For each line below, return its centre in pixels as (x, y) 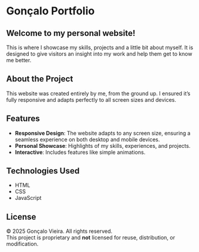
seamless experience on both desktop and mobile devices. (87, 139)
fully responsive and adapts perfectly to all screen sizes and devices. (91, 99)
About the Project (40, 79)
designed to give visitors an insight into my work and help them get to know (99, 54)
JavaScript (28, 198)
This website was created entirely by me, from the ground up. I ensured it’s (98, 93)
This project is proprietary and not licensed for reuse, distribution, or (91, 238)
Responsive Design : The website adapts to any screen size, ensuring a (102, 133)
